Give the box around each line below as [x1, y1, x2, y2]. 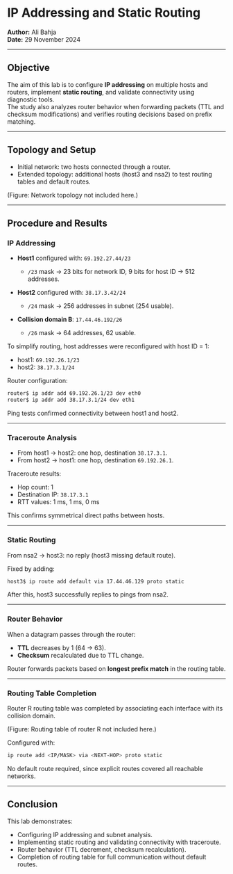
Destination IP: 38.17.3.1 [17, 490, 89, 499]
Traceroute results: [7, 469, 62, 478]
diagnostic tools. [7, 95, 55, 104]
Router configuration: [7, 377, 68, 385]
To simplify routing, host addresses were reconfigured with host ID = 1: [7, 342, 209, 350]
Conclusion [7, 798, 58, 811]
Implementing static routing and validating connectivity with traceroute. [17, 838, 221, 846]
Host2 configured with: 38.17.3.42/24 [17, 289, 126, 297]
